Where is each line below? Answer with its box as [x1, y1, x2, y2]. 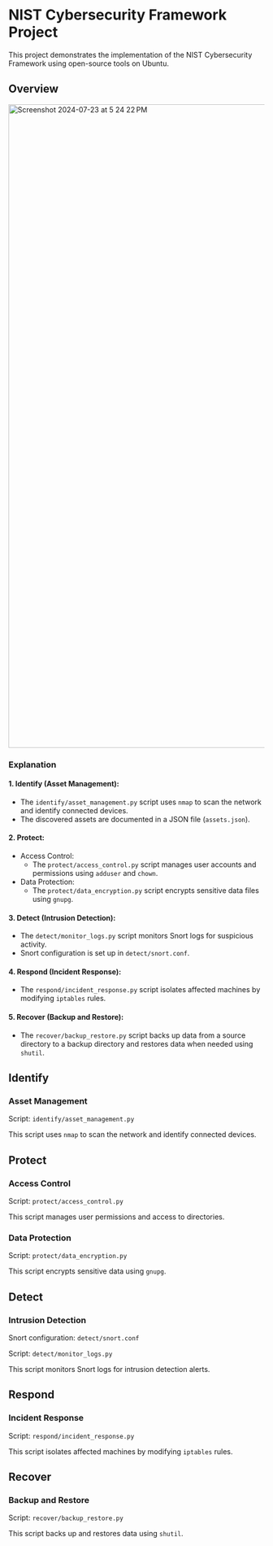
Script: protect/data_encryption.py [8, 1251, 128, 1261]
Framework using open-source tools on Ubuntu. [8, 59, 169, 68]
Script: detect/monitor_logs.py [8, 1348, 113, 1359]
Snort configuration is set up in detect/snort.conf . [19, 948, 190, 958]
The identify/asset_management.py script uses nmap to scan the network [19, 797, 262, 807]
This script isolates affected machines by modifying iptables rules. [8, 1446, 233, 1457]
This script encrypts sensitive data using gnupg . [8, 1266, 167, 1276]
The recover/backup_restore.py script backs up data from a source [19, 1030, 246, 1040]
